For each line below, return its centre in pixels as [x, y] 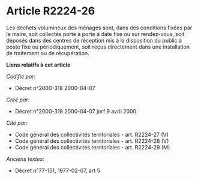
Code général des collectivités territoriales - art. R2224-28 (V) [92, 141]
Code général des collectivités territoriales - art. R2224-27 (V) [92, 134]
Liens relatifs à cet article [38, 65]
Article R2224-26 [51, 11]
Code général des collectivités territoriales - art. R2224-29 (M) [92, 147]
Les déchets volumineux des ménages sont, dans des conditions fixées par [99, 28]
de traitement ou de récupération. [48, 53]
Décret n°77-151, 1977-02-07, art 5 [57, 170]
